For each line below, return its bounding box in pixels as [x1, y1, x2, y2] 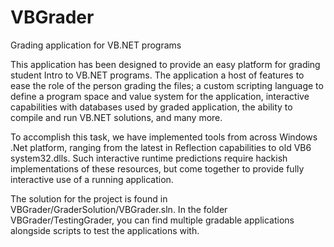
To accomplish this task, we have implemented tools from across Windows [10, 131, 318, 143]
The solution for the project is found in [10, 192, 168, 205]
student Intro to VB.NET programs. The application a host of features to [10, 69, 305, 81]
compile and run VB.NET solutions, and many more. [10, 111, 223, 123]
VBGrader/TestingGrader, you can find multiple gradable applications [10, 214, 295, 226]
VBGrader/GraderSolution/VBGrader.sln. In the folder [10, 203, 228, 215]
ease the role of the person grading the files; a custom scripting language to [10, 79, 324, 91]
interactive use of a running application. [10, 173, 174, 185]
